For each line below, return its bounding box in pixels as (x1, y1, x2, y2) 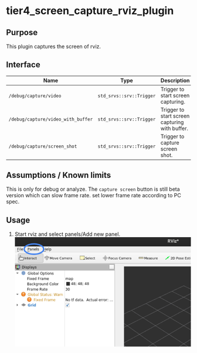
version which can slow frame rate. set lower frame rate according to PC (6, 192, 182, 199)
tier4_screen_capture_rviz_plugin (6, 4, 174, 18)
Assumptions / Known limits (6, 170, 111, 180)
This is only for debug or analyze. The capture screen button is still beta (6, 186, 180, 193)
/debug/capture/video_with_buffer (8, 116, 93, 122)
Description (160, 77, 190, 84)
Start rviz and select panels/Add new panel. (14, 231, 121, 238)
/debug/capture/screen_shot (8, 143, 77, 149)
